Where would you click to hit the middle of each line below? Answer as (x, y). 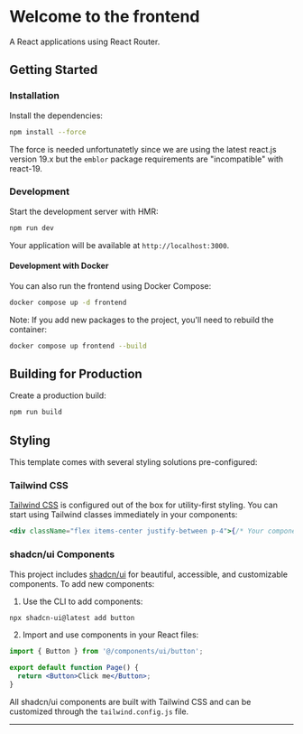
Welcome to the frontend (105, 17)
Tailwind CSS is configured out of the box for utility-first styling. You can (143, 505)
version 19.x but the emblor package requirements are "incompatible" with (147, 159)
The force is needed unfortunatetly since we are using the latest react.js (143, 149)
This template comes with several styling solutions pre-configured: (133, 462)
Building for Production (76, 374)
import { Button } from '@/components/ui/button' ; (106, 652)
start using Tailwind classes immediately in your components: (124, 515)
